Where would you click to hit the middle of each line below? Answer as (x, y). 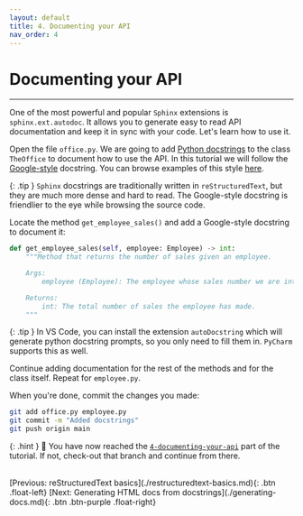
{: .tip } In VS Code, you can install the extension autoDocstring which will (146, 332)
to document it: (37, 232)
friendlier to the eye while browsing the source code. (107, 205)
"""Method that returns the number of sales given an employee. (149, 257)
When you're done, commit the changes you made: (105, 396)
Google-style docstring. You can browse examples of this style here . (137, 169)
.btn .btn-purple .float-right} (104, 502)
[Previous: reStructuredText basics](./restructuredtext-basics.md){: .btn (143, 483)
